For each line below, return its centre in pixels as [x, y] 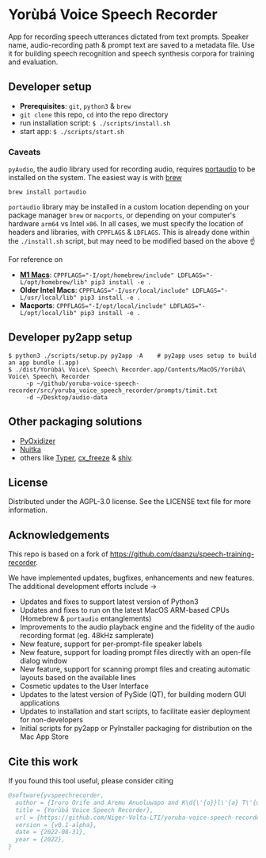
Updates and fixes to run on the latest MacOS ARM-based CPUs [124, 610]
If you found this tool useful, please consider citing [91, 781]
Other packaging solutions [75, 422]
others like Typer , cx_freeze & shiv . [76, 457]
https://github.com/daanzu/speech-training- [182, 554]
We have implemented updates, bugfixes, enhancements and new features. [131, 578]
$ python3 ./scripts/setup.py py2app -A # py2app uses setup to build [133, 356]
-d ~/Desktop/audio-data [67, 397]
